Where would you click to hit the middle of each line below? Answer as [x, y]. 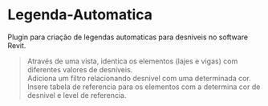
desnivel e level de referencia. [77, 95]
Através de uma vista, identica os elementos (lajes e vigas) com [132, 61]
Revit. [17, 45]
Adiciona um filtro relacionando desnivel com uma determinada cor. [139, 78]
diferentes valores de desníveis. [80, 69]
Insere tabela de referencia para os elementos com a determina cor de [144, 87]
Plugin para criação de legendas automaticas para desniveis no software [128, 37]
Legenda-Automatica [80, 15]
